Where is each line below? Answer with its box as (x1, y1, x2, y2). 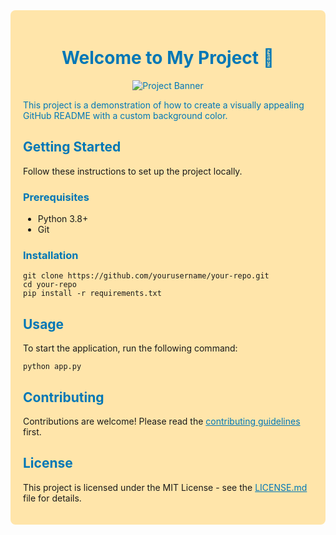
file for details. (23, 492, 82, 504)
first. (23, 425, 42, 438)
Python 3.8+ (37, 213, 89, 225)
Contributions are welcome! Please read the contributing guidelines (23, 415, 301, 427)
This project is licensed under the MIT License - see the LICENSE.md (23, 481, 308, 493)
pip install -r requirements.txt (23, 289, 162, 299)
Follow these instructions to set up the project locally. (23, 165, 243, 177)
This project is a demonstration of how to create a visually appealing (23, 99, 305, 111)
